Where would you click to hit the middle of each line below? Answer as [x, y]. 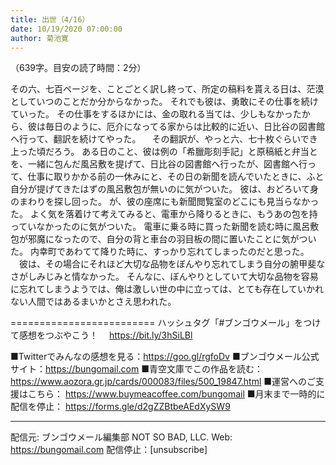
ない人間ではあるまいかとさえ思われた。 [93, 302]
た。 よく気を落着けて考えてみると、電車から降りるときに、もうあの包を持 [164, 214]
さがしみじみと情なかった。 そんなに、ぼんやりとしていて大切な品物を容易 [164, 277]
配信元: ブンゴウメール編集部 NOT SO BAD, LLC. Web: [121, 437]
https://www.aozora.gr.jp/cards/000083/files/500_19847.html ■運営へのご [163, 382]
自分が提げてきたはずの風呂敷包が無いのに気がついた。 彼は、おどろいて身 [165, 189]
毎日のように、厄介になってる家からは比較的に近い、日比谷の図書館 [184, 127]
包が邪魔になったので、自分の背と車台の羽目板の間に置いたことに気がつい [163, 239]
